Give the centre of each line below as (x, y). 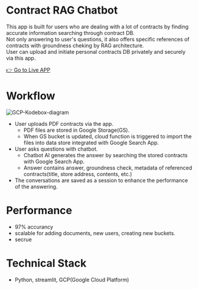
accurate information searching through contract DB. (70, 33)
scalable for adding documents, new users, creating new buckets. (95, 233)
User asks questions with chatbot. (56, 149)
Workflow (31, 96)
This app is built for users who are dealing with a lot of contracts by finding (98, 27)
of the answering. (36, 186)
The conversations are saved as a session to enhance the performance (101, 180)
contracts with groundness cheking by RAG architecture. (75, 46)
